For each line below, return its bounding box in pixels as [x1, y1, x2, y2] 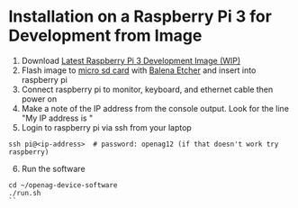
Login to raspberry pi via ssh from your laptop [21, 122, 193, 132]
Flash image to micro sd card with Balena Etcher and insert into [21, 65, 257, 76]
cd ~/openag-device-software [8, 180, 118, 190]
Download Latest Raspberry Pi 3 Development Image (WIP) [21, 55, 241, 66]
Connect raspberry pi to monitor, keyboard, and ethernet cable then [21, 84, 274, 95]
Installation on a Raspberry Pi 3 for [8, 6, 272, 27]
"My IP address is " [21, 113, 94, 123]
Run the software [21, 163, 86, 174]
